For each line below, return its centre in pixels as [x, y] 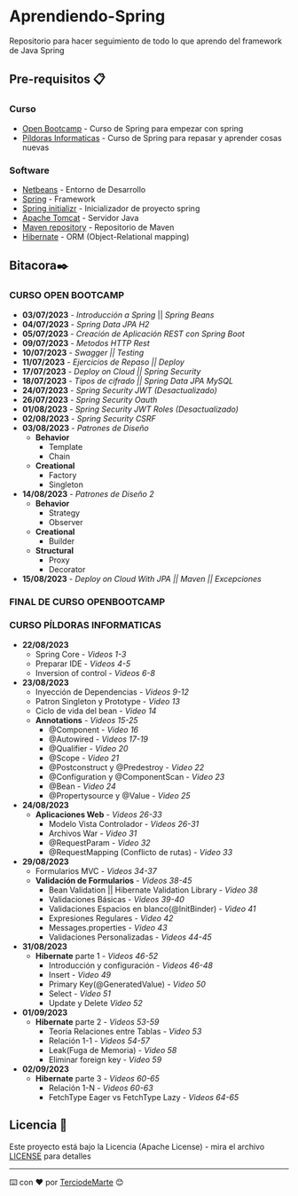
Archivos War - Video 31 [93, 833]
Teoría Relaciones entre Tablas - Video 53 [125, 1031]
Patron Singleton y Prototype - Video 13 [107, 701]
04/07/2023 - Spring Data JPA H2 [86, 324]
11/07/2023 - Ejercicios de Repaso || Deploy [103, 362]
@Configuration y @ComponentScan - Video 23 [137, 776]
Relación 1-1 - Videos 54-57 [99, 1041]
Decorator [67, 569]
